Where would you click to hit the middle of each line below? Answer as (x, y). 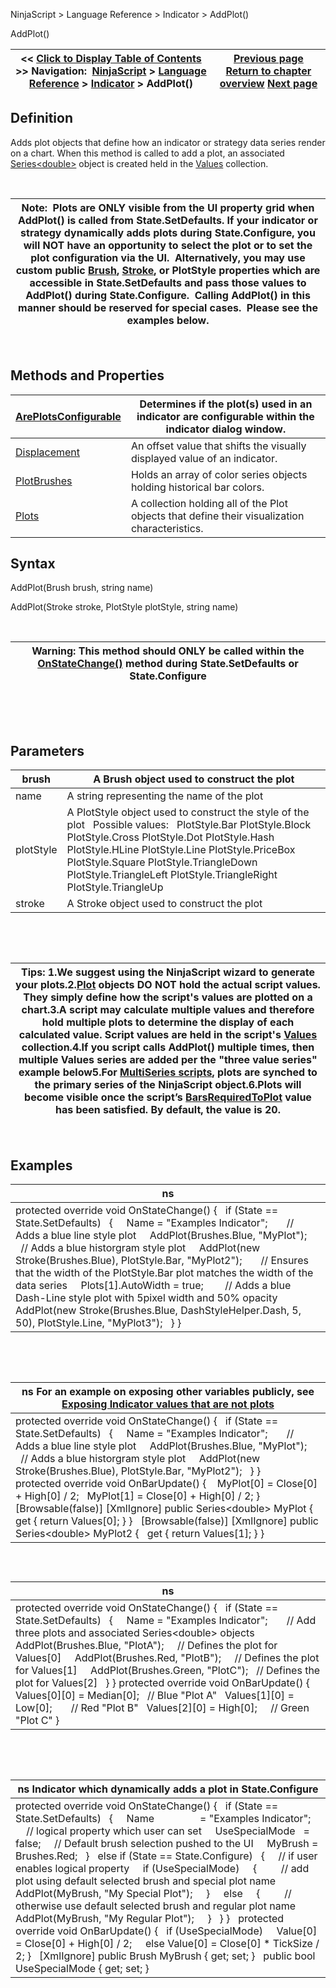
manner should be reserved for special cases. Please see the (168, 307)
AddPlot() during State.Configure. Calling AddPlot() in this (168, 295)
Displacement (48, 452)
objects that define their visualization (217, 516)
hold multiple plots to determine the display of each (168, 1022)
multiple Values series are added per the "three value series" (168, 1060)
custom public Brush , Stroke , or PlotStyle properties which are (168, 270)
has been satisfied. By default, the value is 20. (168, 1110)
